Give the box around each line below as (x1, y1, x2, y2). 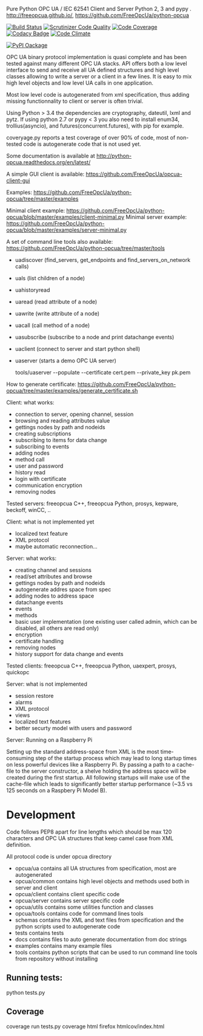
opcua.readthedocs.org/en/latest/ (6, 159, 91, 166)
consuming (6, 755, 35, 762)
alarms (15, 699, 33, 706)
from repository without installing (15, 955, 98, 962)
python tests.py (6, 989, 45, 996)
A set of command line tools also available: (6, 238, 113, 245)
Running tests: (6, 973, 63, 983)
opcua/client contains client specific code (15, 890, 120, 897)
